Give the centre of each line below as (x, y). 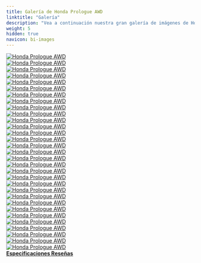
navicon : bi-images (31, 39)
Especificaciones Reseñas (40, 253)
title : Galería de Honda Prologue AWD (54, 12)
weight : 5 (19, 28)
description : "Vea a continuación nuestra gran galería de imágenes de (97, 23)
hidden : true (22, 34)
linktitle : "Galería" (33, 17)
